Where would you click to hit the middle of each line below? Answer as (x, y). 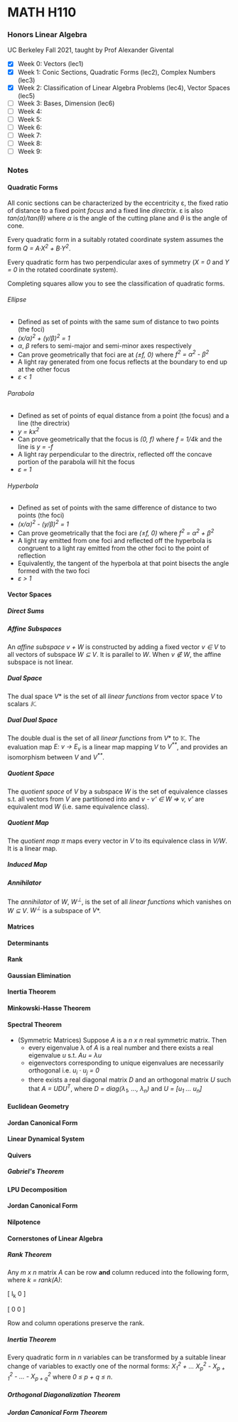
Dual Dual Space (33, 720)
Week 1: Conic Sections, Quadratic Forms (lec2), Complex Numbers (117, 72)
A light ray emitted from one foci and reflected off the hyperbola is (114, 540)
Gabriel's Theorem (36, 1171)
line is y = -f (35, 447)
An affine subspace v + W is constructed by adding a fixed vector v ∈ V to (117, 647)
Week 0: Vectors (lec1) (50, 64)
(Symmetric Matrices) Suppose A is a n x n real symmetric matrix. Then (122, 1041)
